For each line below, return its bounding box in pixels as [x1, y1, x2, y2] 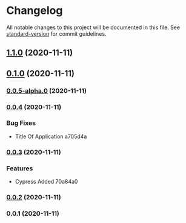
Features [6, 164, 33, 173]
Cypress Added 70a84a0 [15, 178, 78, 185]
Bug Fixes [6, 119, 36, 127]
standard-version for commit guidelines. [6, 30, 107, 37]
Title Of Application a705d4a [15, 133, 87, 140]
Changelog [6, 4, 63, 18]
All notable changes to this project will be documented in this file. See [6, 24, 181, 31]
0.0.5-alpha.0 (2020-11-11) [6, 86, 87, 95]
